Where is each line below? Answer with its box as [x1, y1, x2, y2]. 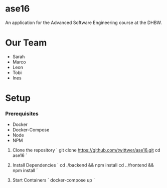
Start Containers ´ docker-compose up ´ [12, 177, 95, 183]
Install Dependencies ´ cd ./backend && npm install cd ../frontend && [12, 162, 154, 168]
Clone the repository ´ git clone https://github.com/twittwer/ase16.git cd [12, 147, 160, 153]
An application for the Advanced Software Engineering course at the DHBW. [5, 19, 162, 25]
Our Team [5, 37, 47, 48]
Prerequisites [5, 110, 39, 117]
